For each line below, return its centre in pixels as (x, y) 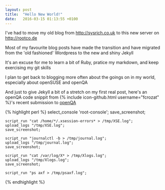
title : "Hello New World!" (34, 14)
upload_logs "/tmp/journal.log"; (39, 143)
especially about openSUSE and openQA (46, 82)
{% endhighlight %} (25, 182)
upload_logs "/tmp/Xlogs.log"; (37, 160)
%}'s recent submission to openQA (41, 103)
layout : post (18, 10)
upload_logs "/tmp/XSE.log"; (35, 126)
